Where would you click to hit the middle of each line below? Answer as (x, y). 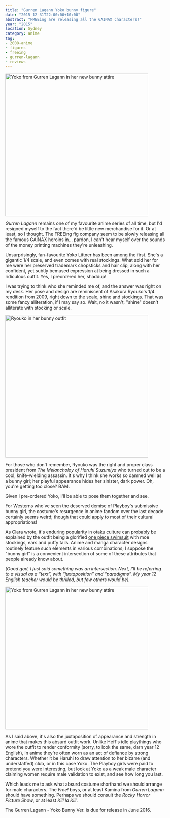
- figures (16, 48)
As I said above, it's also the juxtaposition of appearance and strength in (81, 737)
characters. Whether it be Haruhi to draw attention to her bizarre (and (78, 758)
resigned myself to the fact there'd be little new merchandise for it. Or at (81, 229)
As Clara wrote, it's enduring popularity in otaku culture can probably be (81, 532)
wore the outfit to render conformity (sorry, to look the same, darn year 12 (82, 747)
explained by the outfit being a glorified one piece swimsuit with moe (77, 537)
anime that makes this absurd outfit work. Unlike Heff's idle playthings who (83, 742)
